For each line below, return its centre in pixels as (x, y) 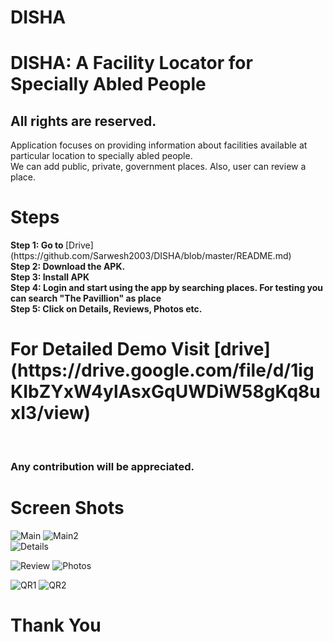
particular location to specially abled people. (101, 156)
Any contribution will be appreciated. (102, 466)
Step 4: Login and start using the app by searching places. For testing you (167, 288)
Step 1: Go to (37, 245)
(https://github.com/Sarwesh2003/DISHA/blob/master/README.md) (151, 256)
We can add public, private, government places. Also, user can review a (158, 167)
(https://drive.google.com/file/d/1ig (162, 370)
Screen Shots (67, 508)
